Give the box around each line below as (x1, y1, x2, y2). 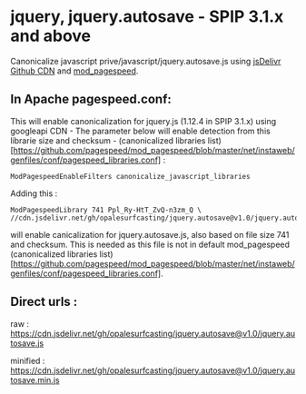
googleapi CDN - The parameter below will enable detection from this (10, 125, 271, 136)
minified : (10, 355, 45, 366)
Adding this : (10, 188, 58, 199)
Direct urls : (10, 294, 78, 310)
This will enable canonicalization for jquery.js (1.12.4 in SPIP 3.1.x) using (10, 115, 277, 126)
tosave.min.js (10, 374, 60, 385)
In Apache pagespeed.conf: (10, 92, 172, 107)
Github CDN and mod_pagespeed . (10, 65, 139, 76)
